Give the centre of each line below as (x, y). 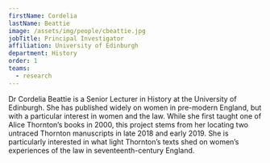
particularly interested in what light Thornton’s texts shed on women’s (124, 141)
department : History (43, 53)
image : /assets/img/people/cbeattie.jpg (77, 31)
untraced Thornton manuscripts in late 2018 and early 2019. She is (118, 133)
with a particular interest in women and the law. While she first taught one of (135, 116)
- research (34, 76)
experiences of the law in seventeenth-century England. (102, 150)
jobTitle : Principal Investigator (66, 38)
